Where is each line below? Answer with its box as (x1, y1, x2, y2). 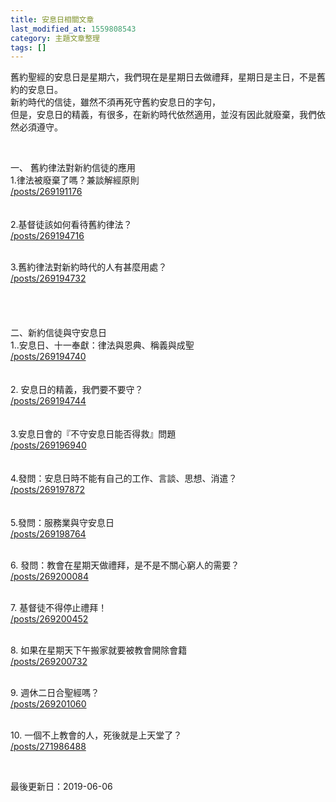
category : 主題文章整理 (10, 33, 100, 43)
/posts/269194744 (10, 395, 87, 407)
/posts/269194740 (10, 351, 87, 363)
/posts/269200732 (10, 656, 88, 668)
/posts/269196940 (10, 439, 87, 451)
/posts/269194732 (10, 272, 87, 285)
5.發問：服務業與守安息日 (10, 517, 115, 529)
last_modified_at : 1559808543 (10, 24, 137, 34)
